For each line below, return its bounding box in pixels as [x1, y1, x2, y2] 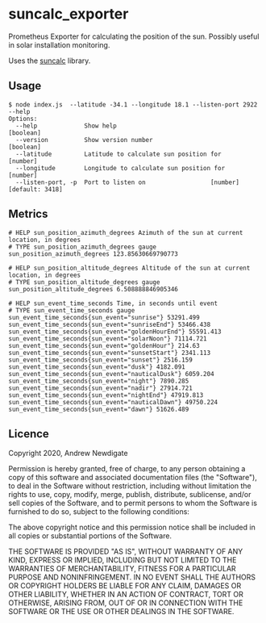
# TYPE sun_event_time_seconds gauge [8, 306, 135, 315]
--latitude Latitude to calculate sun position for [15, 150, 222, 158]
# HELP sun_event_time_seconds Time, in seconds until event [8, 299, 218, 307]
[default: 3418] [8, 185, 63, 194]
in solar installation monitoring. [8, 40, 110, 49]
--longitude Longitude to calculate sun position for [15, 164, 226, 172]
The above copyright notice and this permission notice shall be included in [8, 522, 256, 533]
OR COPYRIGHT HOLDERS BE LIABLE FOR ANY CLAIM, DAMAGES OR [8, 581, 242, 591]
